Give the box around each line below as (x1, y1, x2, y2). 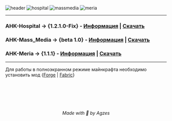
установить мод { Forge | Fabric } (5, 72, 75, 78)
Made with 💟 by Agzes (62, 110, 110, 116)
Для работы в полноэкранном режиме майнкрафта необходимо (5, 67, 147, 73)
